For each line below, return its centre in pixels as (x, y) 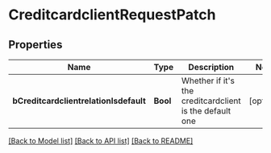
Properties (35, 45)
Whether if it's (208, 81)
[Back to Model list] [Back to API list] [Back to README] (101, 141)
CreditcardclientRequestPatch (112, 15)
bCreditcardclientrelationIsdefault (79, 101)
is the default (206, 111)
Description (211, 67)
